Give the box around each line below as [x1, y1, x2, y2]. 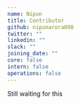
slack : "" [7, 43, 37, 50]
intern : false [7, 63, 49, 70]
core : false [7, 57, 42, 64]
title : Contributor [7, 17, 65, 24]
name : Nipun [7, 10, 42, 18]
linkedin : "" [7, 37, 46, 44]
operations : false [7, 70, 61, 77]
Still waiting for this [7, 89, 63, 98]
